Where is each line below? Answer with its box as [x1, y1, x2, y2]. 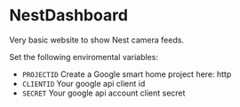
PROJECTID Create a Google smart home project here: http [21, 68, 232, 80]
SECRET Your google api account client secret [21, 88, 186, 98]
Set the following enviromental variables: [9, 51, 158, 62]
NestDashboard [9, 5, 129, 26]
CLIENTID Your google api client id [21, 78, 146, 88]
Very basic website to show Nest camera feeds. [9, 34, 185, 45]
